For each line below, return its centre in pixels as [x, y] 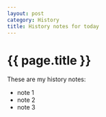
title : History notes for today [53, 26]
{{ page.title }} [49, 60]
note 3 [26, 107]
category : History [33, 20]
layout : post [26, 13]
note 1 [25, 93]
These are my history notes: [47, 79]
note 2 [26, 100]
